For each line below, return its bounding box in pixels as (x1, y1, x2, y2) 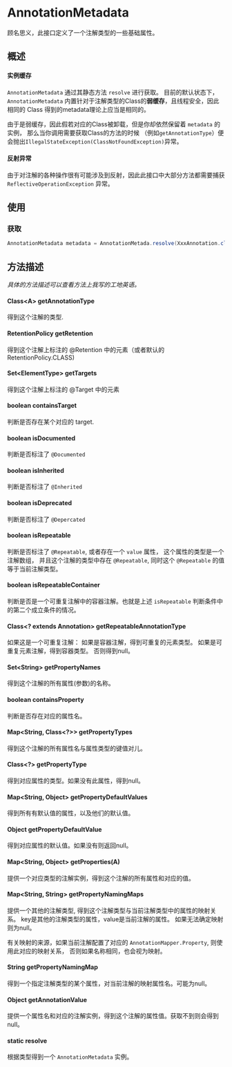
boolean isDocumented (7, 433, 76, 442)
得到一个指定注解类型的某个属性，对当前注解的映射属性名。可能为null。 (7, 979, 211, 988)
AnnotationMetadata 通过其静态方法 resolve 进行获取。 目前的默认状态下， (7, 88, 219, 96)
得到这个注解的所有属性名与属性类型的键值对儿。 (7, 744, 146, 752)
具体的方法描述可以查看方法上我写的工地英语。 (7, 281, 140, 289)
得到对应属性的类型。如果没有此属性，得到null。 (7, 776, 145, 785)
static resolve (7, 1037, 48, 1045)
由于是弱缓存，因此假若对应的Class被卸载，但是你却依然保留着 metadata (7, 119, 213, 128)
